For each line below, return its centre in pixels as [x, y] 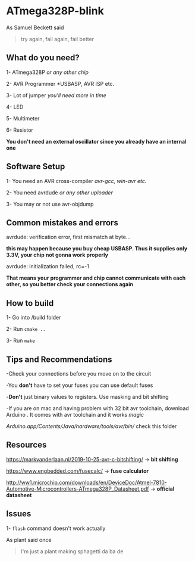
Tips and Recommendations [59, 359]
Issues [19, 514]
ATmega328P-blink [55, 11]
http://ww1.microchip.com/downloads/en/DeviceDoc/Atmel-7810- [87, 482]
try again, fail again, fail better [57, 39]
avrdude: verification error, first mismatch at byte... [68, 237]
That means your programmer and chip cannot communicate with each [96, 278]
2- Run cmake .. [26, 329]
